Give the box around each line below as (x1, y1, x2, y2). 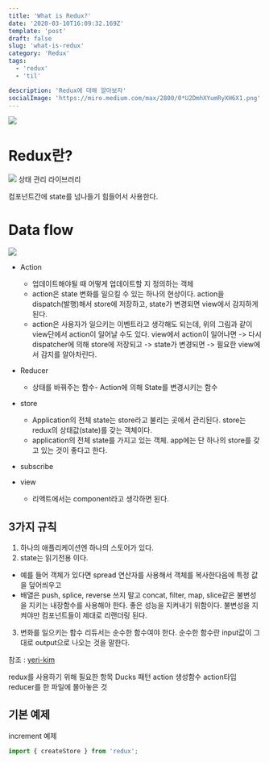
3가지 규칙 (8, 520, 57, 534)
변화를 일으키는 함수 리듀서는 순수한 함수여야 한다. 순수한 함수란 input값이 (19, 627, 252, 638)
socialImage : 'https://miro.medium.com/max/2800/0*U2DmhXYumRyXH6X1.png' (8, 94, 262, 102)
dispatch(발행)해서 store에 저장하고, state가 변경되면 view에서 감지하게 (31, 300, 259, 309)
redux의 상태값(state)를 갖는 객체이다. (31, 426, 153, 435)
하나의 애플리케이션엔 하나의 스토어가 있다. (19, 543, 155, 553)
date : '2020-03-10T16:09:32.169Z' (8, 19, 125, 27)
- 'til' (15, 72, 42, 80)
